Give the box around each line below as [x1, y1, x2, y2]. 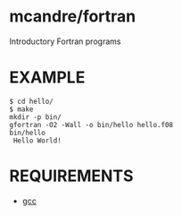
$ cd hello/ [9, 97, 54, 106]
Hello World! [12, 136, 62, 145]
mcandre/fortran [9, 6, 136, 27]
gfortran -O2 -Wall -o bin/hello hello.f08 [9, 120, 174, 129]
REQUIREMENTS [9, 166, 134, 186]
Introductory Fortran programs [9, 36, 121, 47]
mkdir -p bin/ [9, 112, 62, 122]
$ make [9, 105, 34, 114]
